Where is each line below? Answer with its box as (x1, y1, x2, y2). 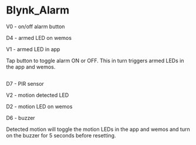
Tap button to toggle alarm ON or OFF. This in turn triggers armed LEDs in (6, 57, 184, 64)
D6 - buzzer (6, 114, 35, 122)
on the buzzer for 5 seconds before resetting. (6, 132, 116, 139)
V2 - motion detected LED (6, 92, 69, 99)
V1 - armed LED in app (6, 45, 60, 53)
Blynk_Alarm (6, 4, 70, 17)
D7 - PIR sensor (6, 80, 44, 87)
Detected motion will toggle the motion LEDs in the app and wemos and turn (6, 126, 190, 133)
